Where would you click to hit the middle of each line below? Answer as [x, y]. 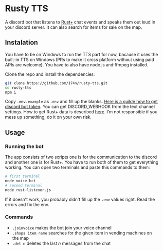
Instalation [21, 43]
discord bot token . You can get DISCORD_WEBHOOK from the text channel [80, 107]
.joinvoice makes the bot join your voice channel [62, 228]
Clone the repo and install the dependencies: [50, 74]
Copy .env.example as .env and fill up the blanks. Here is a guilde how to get [81, 102]
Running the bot [24, 146]
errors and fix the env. [27, 204]
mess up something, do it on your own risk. [48, 117]
